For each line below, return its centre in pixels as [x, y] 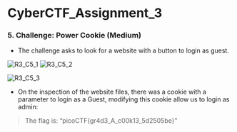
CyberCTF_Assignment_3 [85, 13]
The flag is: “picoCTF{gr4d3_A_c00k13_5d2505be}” [101, 121]
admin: [28, 107]
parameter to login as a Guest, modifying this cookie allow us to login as [123, 99]
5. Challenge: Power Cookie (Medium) [74, 35]
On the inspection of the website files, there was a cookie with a [112, 92]
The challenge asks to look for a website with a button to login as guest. [123, 50]
